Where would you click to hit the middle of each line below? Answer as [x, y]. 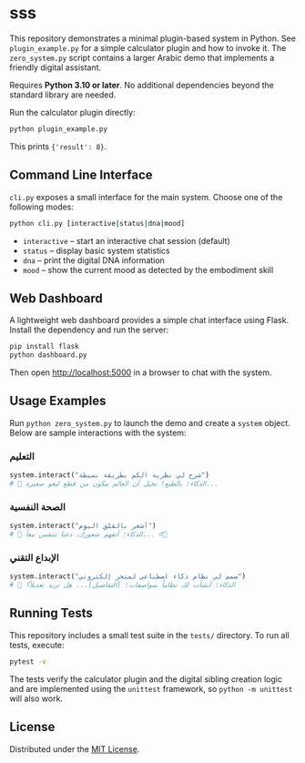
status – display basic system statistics [96, 250]
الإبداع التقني [34, 557]
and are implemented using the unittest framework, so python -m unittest [151, 688]
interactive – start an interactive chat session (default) [126, 240]
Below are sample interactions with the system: [98, 432]
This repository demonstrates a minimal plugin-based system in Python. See [152, 38]
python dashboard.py [49, 355]
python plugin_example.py [58, 129]
